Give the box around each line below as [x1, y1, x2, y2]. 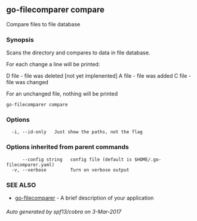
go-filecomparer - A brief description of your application [14, 194, 154, 201]
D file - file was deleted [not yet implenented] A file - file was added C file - [6, 72, 191, 79]
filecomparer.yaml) [6, 161, 55, 168]
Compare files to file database [6, 20, 81, 27]
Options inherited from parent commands [6, 143, 130, 151]
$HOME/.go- [134, 156, 162, 162]
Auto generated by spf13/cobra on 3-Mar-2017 [6, 208, 122, 215]
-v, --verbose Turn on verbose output [11, 167, 130, 173]
